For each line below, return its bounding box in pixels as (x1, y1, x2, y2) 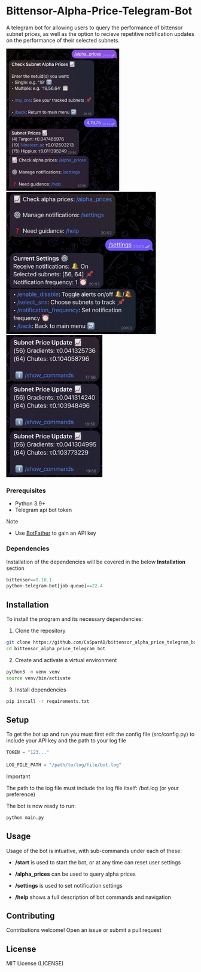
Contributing (6, 910, 55, 921)
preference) (6, 791, 36, 798)
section (6, 564, 25, 572)
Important (6, 773, 31, 780)
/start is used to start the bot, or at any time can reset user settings (14, 858, 181, 866)
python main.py (6, 815, 44, 821)
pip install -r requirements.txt (6, 698, 90, 704)
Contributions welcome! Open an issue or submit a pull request (6, 927, 162, 934)
